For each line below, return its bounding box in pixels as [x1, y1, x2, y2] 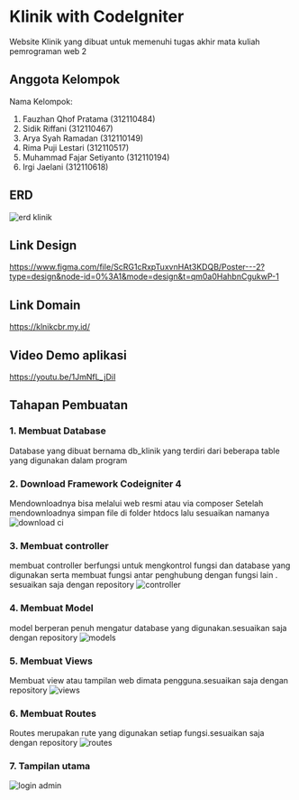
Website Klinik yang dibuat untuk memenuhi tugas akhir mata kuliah [9, 36, 260, 47]
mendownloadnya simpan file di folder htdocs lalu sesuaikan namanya [9, 507, 270, 518]
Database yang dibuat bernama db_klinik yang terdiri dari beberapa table [9, 445, 281, 456]
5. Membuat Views [9, 655, 93, 667]
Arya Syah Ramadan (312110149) [22, 133, 144, 144]
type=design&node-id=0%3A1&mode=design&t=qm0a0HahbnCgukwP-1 [9, 271, 279, 282]
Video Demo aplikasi [9, 348, 128, 363]
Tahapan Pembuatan [9, 397, 129, 413]
